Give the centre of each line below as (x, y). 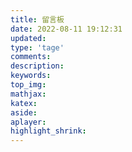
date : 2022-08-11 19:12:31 (66, 29)
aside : (24, 112)
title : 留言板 (37, 19)
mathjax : (28, 94)
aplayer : (28, 122)
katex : (24, 103)
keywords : (31, 76)
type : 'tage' (37, 47)
